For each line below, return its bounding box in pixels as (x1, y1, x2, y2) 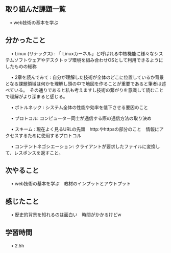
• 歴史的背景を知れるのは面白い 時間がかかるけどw (11, 212, 121, 218)
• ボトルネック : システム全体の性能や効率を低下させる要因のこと (11, 104, 149, 110)
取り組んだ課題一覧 (5, 5, 66, 14)
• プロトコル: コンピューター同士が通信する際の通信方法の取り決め (11, 115, 152, 121)
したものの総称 (5, 63, 37, 69)
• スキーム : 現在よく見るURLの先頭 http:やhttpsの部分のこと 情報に (11, 126, 160, 132)
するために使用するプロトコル (18, 132, 82, 138)
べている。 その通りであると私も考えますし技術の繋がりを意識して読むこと (5, 87, 164, 93)
